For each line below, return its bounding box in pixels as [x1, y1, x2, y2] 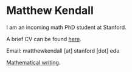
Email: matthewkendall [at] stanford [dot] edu [6, 47, 120, 54]
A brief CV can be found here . [6, 35, 82, 42]
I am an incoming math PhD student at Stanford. [6, 24, 127, 31]
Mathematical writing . [6, 59, 61, 66]
